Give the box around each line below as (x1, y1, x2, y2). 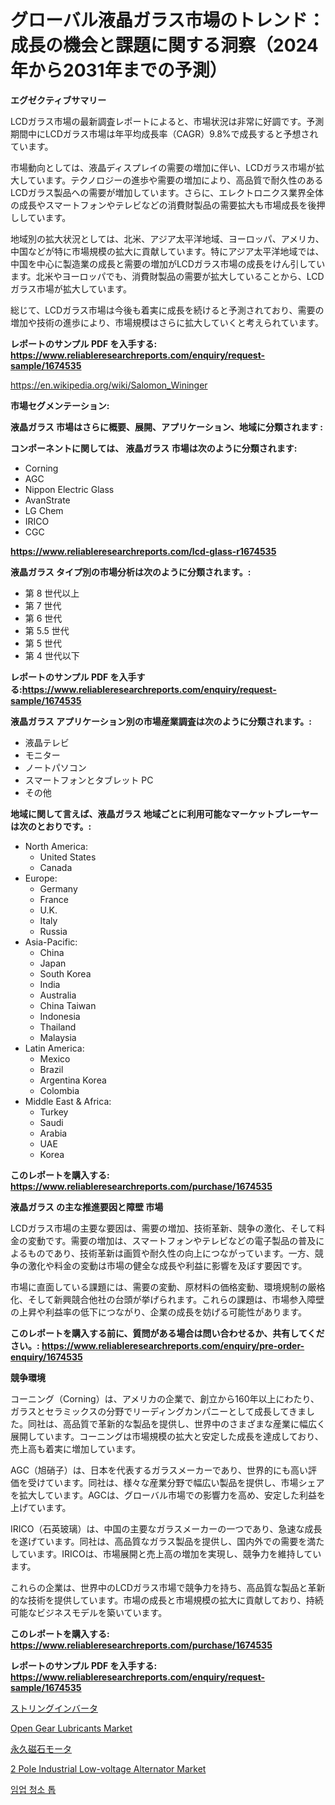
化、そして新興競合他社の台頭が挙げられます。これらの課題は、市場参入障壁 (10, 1293, 325, 1305)
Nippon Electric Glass (24, 483, 115, 495)
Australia (39, 989, 77, 1001)
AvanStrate (24, 494, 71, 506)
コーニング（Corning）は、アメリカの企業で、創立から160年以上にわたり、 (10, 1392, 320, 1405)
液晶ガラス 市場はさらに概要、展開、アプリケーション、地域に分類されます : (10, 421, 323, 433)
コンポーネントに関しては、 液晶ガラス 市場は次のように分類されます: (10, 442, 298, 454)
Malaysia (39, 1031, 77, 1043)
